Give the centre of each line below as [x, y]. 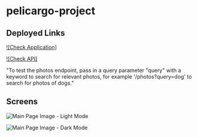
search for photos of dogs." [40, 83]
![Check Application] [31, 47]
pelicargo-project [51, 11]
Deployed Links [36, 33]
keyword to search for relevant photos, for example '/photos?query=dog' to [99, 77]
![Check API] [22, 59]
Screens [22, 102]
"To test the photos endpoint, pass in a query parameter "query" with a [94, 70]
